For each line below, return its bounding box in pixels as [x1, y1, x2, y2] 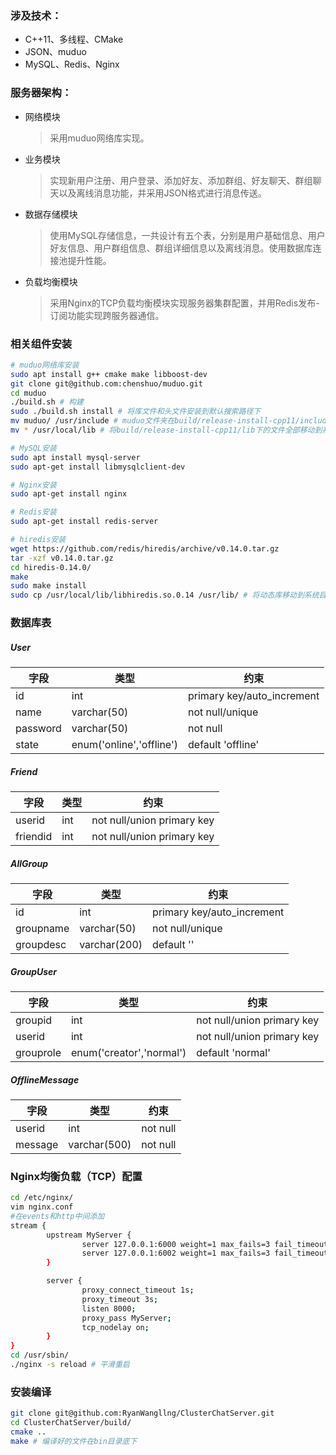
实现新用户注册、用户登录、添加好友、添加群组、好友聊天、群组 [49, 174, 313, 186]
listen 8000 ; [81, 1303, 137, 1314]
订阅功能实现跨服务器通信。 [49, 309, 165, 321]
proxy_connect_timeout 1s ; [81, 1285, 195, 1296]
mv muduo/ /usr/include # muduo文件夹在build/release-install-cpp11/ [10, 416, 300, 426]
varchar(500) [68, 1137, 132, 1151]
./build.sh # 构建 [10, 397, 84, 407]
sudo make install [10, 581, 87, 591]
